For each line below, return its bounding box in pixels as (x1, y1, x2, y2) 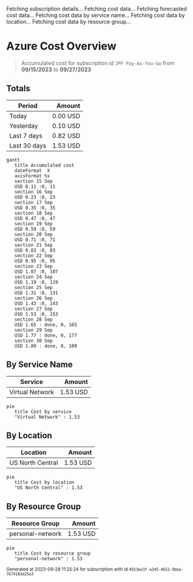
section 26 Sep (14, 295, 53, 301)
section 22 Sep (14, 252, 53, 259)
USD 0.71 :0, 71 (14, 236, 56, 242)
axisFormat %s (14, 173, 50, 179)
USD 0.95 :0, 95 (14, 258, 56, 264)
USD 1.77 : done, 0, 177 (14, 332, 78, 338)
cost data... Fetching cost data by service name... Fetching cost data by (6, 12, 185, 19)
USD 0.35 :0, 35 (14, 205, 56, 211)
